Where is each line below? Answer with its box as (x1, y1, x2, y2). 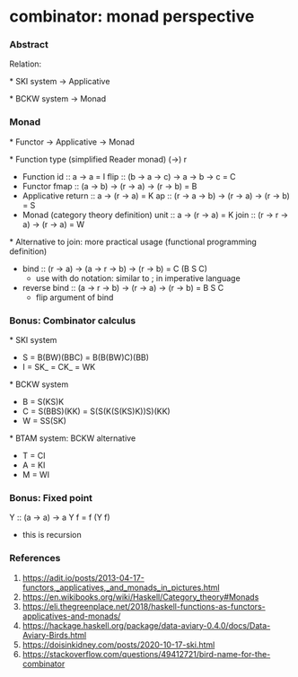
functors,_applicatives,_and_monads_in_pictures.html (22, 582, 220, 593)
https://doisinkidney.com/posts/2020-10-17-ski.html (22, 639, 215, 650)
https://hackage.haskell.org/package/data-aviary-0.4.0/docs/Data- (22, 620, 271, 630)
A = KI (22, 460, 46, 470)
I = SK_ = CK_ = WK (22, 362, 96, 373)
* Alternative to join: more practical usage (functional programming (9, 236, 258, 247)
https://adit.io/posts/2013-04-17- (22, 572, 145, 583)
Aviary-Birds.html (22, 629, 87, 640)
